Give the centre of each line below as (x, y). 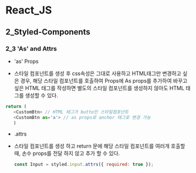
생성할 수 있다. (41, 95)
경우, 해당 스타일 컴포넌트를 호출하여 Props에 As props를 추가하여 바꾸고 (104, 80)
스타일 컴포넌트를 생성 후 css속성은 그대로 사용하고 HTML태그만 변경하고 (97, 73)
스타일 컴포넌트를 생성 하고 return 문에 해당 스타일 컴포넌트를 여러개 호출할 (99, 146)
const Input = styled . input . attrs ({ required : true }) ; (84, 165)
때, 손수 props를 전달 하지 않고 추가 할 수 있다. (67, 154)
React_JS (29, 10)
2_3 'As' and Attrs (31, 49)
